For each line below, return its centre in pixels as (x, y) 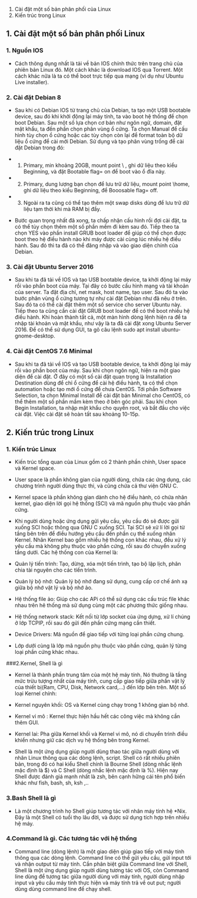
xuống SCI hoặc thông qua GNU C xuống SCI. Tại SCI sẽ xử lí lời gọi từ (100, 528)
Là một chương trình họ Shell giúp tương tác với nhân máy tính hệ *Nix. (101, 811)
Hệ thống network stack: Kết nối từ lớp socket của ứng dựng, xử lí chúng (102, 617)
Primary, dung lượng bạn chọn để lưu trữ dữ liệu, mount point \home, (106, 184)
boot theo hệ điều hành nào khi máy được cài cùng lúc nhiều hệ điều (98, 239)
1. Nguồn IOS (25, 51)
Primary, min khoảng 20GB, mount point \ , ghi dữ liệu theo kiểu (100, 165)
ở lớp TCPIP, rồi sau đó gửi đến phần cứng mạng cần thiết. (85, 623)
